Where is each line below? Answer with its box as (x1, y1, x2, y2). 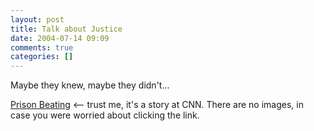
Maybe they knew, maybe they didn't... (10, 79, 170, 91)
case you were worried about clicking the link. (10, 109, 200, 121)
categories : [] (10, 52, 74, 62)
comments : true (10, 42, 74, 53)
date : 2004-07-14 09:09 (10, 33, 110, 43)
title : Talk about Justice (10, 24, 123, 34)
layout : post (10, 14, 65, 25)
